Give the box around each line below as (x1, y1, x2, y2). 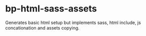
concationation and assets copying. (5, 24, 80, 30)
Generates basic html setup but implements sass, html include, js (5, 19, 141, 25)
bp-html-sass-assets (5, 3, 97, 14)
